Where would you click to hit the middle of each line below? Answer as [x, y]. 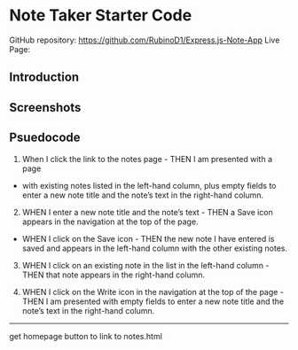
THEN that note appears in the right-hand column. [114, 275]
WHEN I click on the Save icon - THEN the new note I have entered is [148, 238]
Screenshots [45, 107]
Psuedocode [45, 138]
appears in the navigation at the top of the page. [110, 222]
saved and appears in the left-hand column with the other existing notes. [155, 248]
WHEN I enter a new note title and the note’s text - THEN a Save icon [147, 212]
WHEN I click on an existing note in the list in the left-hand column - [145, 265]
